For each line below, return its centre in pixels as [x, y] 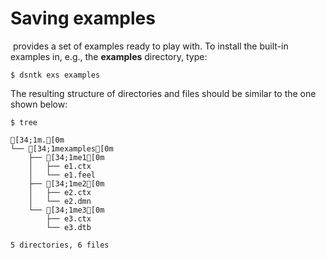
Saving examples [83, 18]
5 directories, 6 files [60, 245]
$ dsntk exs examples [55, 75]
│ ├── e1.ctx [60, 166]
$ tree [24, 122]
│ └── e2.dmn [60, 201]
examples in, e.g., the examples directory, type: [109, 56]
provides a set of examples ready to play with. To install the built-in [150, 46]
